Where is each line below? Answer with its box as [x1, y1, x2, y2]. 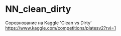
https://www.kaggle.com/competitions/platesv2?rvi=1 [5, 25, 116, 31]
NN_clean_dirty [5, 3, 71, 15]
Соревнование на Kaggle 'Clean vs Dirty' [5, 20, 92, 26]
